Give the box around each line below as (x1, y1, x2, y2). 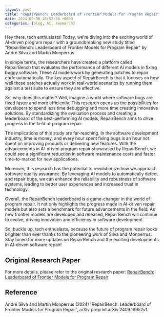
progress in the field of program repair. (5, 121, 83, 127)
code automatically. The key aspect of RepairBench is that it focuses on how (5, 75, 159, 81)
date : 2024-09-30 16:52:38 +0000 (5, 16, 73, 21)
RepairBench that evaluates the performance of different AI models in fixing (5, 65, 157, 70)
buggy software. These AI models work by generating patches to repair (5, 69, 149, 76)
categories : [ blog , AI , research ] (5, 21, 76, 26)
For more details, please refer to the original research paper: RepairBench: (5, 269, 155, 275)
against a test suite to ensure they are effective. (5, 85, 101, 91)
